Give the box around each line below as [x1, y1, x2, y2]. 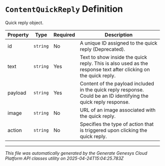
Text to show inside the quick [80, 54, 147, 60]
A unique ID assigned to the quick [80, 39, 158, 46]
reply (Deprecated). [80, 46, 125, 53]
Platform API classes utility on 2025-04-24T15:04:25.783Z [5, 155, 124, 161]
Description [105, 31, 133, 38]
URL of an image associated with [80, 107, 156, 113]
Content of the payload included [80, 80, 155, 87]
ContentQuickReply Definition [5, 3, 123, 15]
